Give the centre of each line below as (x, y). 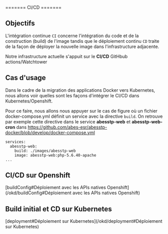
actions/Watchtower (26, 62)
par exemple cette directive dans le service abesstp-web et (68, 121)
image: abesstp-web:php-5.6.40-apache (55, 155)
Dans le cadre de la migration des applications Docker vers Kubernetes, (80, 90)
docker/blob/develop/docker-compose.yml (50, 133)
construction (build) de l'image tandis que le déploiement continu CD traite (82, 41)
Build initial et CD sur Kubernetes (59, 209)
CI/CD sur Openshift (38, 175)
